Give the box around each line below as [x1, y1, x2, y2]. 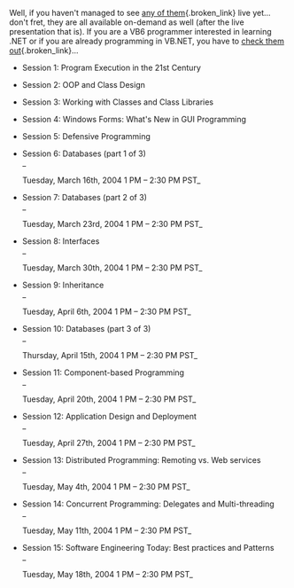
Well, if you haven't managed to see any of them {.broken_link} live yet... [9, 8, 272, 18]
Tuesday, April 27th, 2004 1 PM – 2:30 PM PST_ [21, 438, 197, 448]
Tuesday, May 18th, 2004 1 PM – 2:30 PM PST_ [21, 569, 193, 579]
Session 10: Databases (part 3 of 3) [21, 324, 151, 333]
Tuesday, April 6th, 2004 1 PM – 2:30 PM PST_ [21, 306, 192, 317]
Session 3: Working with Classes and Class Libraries [21, 97, 214, 107]
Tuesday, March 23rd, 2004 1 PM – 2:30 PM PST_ [21, 219, 203, 229]
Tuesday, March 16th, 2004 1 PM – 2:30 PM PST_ [21, 175, 201, 185]
